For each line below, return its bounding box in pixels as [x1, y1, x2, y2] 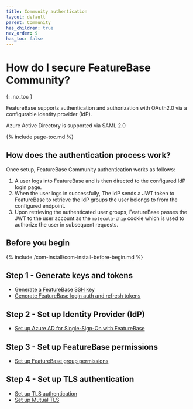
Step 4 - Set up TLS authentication [6, 374, 135, 384]
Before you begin [6, 238, 70, 248]
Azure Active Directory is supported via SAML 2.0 [6, 121, 126, 129]
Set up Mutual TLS [14, 396, 60, 403]
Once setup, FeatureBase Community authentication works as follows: [6, 165, 175, 173]
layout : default [6, 14, 46, 20]
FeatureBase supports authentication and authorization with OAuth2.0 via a [6, 104, 187, 111]
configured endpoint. [14, 202, 66, 209]
